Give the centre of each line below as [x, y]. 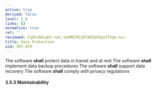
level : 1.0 [16, 19]
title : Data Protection [30, 42]
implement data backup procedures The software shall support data [75, 66]
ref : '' [13, 33]
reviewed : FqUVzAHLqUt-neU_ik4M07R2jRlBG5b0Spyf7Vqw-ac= [65, 38]
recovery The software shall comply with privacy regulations [67, 71]
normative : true [22, 28]
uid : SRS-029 [19, 46]
